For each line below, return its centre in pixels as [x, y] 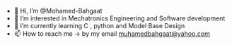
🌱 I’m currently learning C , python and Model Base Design [99, 26]
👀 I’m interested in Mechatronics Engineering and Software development [120, 18]
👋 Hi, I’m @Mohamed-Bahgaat [58, 11]
